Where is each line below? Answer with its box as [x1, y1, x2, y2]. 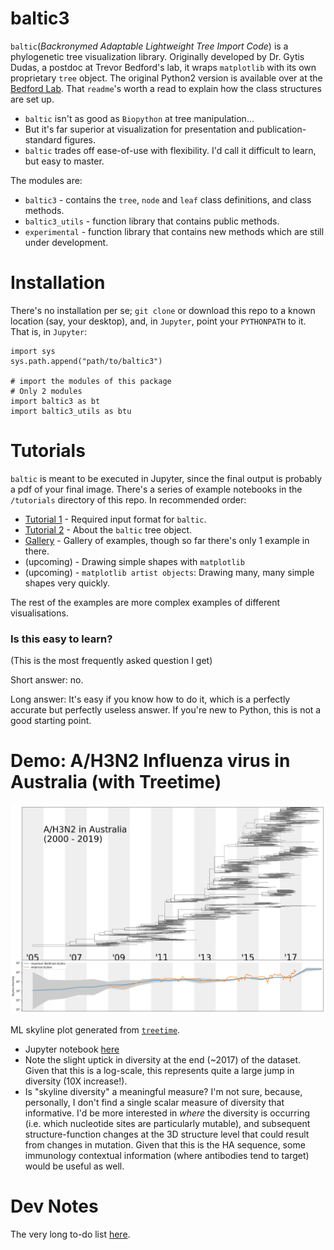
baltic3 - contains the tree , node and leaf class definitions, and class [24, 193, 312, 206]
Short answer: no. [10, 674, 84, 686]
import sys [10, 346, 56, 356]
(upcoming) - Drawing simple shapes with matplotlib [24, 555, 245, 567]
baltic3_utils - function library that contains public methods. [24, 215, 280, 227]
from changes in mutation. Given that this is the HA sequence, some [24, 1139, 306, 1151]
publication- [256, 123, 307, 135]
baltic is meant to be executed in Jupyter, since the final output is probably [10, 472, 323, 484]
